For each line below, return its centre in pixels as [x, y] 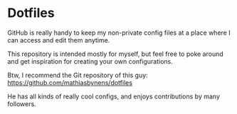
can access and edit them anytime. [59, 40]
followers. [22, 103]
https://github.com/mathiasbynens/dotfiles [70, 82]
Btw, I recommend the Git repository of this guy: [78, 75]
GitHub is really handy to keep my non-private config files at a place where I [119, 33]
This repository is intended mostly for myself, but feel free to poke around [116, 54]
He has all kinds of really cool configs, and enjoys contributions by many [114, 96]
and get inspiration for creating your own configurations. [90, 61]
